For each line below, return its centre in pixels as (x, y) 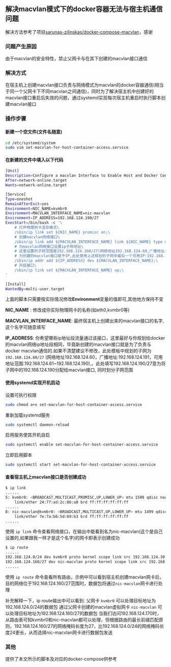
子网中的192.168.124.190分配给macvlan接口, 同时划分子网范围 (69, 370)
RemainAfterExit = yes (27, 204)
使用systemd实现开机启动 (33, 383)
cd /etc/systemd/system (31, 143)
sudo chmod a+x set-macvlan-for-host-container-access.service (74, 404)
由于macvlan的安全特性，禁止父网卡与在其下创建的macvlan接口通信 (76, 59)
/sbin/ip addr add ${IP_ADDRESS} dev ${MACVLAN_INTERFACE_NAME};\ (86, 261)
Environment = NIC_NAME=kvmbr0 (36, 209)
